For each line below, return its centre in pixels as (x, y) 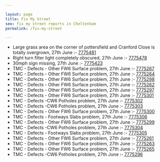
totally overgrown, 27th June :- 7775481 (54, 52)
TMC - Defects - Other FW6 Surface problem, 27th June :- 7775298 (84, 79)
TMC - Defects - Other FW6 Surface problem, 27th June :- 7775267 (83, 69)
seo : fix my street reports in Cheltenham (51, 24)
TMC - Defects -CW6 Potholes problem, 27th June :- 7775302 (78, 101)
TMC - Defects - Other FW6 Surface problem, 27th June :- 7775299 (84, 122)
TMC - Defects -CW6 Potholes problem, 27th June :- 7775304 (78, 128)
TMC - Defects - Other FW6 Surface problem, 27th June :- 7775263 (84, 144)
